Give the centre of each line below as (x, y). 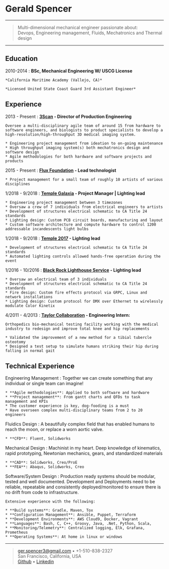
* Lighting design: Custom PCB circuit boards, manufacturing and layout (84, 220)
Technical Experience (40, 366)
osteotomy (16, 342)
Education (22, 59)
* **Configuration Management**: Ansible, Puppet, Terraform (71, 515)
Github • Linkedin (36, 561)
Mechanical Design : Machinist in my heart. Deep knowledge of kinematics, (83, 448)
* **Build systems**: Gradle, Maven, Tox (49, 511)
